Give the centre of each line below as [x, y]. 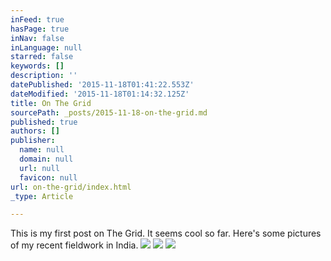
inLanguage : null [46, 47]
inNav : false [37, 38]
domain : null [46, 159]
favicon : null [48, 177]
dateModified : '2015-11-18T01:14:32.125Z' [100, 94]
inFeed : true [37, 19]
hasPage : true [40, 29]
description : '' [44, 76]
